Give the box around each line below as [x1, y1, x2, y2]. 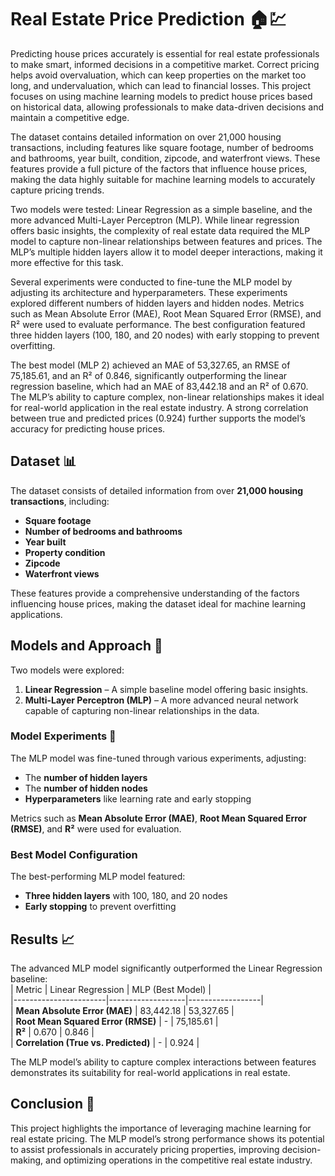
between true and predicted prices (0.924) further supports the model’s [10, 412, 306, 424]
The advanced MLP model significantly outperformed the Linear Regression [10, 962, 323, 974]
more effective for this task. [10, 256, 124, 268]
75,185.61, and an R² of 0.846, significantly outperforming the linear [10, 369, 288, 381]
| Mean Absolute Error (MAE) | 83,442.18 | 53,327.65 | [10, 1004, 235, 1016]
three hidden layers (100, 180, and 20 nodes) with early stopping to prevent [10, 329, 320, 341]
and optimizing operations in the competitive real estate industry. [45, 1154, 313, 1166]
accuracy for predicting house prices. [10, 422, 166, 435]
